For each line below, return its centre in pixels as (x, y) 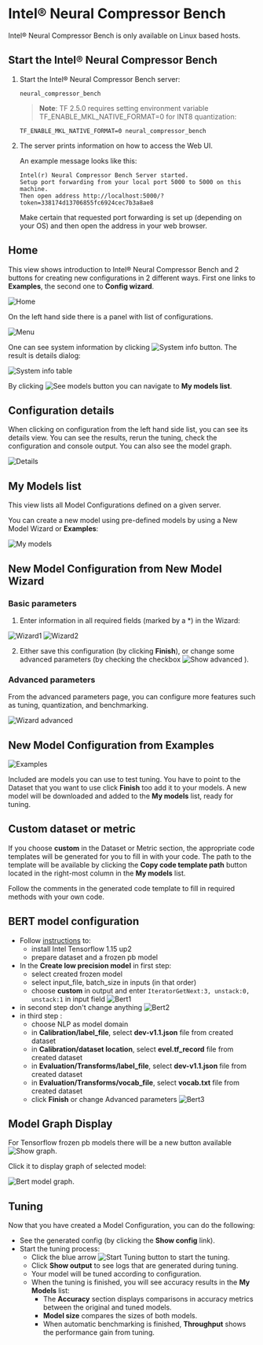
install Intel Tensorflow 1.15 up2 (81, 949)
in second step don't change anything (81, 1007)
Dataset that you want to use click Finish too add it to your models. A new (128, 787)
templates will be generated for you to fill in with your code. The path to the (130, 856)
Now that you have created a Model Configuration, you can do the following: (131, 1225)
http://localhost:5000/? (124, 196)
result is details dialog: (44, 356)
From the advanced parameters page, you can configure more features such (132, 697)
